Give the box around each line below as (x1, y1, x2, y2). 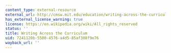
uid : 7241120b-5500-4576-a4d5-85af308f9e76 (5, 36, 99, 41)
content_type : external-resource (5, 7, 76, 13)
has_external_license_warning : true (5, 17, 83, 22)
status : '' (5, 26, 28, 31)
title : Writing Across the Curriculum (5, 31, 88, 36)
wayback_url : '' (5, 40, 40, 45)
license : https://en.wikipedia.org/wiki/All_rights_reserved (5, 21, 138, 27)
